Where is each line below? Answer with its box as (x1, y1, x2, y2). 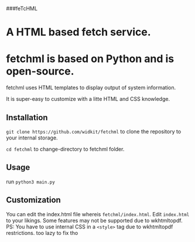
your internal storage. (6, 134, 58, 141)
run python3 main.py (6, 178, 56, 185)
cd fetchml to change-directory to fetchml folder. (6, 145, 125, 152)
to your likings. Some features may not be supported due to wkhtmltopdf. (6, 217, 183, 224)
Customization (6, 195, 61, 205)
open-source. (6, 64, 74, 78)
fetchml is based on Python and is (6, 52, 175, 66)
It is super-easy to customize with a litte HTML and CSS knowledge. (6, 96, 170, 103)
